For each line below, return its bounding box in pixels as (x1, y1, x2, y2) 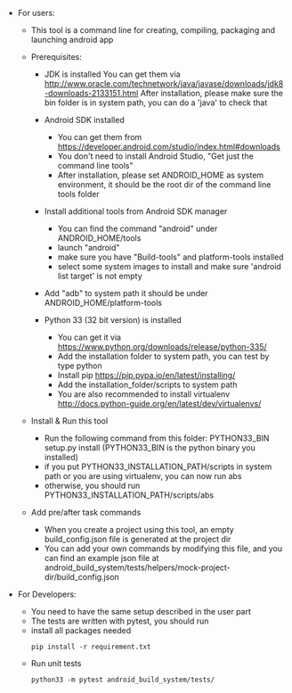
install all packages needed (30, 625, 132, 636)
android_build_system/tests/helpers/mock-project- (44, 562, 231, 573)
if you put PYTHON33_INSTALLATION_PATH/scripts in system (44, 461, 272, 472)
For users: (17, 8, 55, 18)
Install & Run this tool (30, 416, 109, 426)
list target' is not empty (57, 271, 142, 281)
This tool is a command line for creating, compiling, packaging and (30, 25, 276, 35)
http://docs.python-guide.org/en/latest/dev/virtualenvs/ (57, 399, 262, 408)
